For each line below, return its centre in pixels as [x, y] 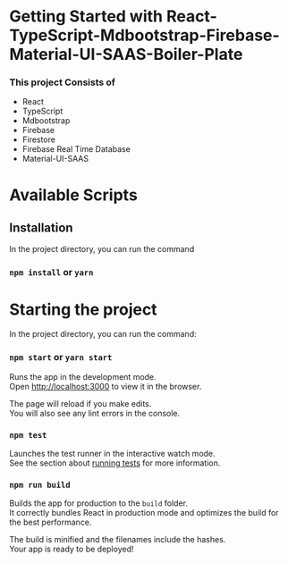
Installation [41, 228]
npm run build [40, 485]
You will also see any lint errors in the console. [95, 413]
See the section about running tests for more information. [115, 463]
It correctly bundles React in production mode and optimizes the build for [144, 513]
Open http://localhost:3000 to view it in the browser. [106, 386]
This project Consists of [63, 82]
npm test [28, 435]
